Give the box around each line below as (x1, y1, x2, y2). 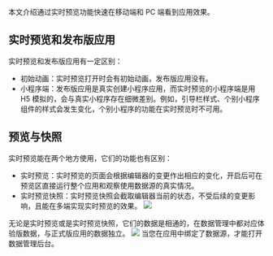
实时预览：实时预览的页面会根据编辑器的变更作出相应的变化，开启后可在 (19, 170, 262, 180)
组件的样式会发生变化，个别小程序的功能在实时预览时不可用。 (19, 104, 227, 114)
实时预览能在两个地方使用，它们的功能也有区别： (8, 153, 172, 163)
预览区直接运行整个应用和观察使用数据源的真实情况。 (19, 180, 199, 190)
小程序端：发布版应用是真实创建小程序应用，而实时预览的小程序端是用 (19, 84, 256, 93)
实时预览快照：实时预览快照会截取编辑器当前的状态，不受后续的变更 (19, 190, 249, 201)
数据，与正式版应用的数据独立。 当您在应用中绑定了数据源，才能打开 (22, 228, 262, 238)
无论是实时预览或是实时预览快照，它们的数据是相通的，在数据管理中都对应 (8, 218, 258, 228)
